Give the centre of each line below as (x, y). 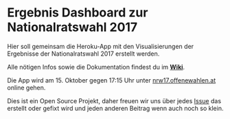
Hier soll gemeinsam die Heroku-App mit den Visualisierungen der (101, 46)
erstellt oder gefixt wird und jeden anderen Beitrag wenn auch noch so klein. (115, 108)
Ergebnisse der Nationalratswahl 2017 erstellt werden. (83, 54)
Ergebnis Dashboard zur (78, 13)
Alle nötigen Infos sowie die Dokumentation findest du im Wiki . (96, 67)
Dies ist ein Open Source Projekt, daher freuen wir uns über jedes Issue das (114, 100)
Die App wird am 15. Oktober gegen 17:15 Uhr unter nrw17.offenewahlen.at (112, 80)
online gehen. (26, 87)
